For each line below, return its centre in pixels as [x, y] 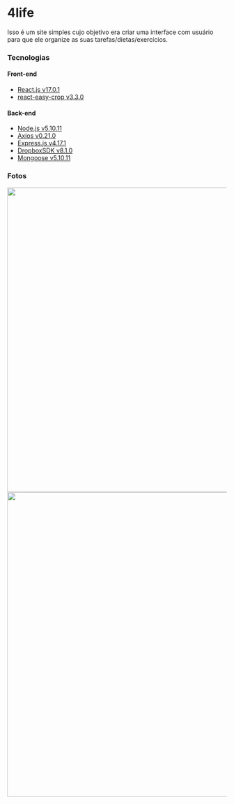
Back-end [22, 113]
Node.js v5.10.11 [40, 128]
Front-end [22, 74]
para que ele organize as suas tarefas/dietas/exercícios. [88, 39]
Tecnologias [29, 57]
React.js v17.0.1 [39, 90]
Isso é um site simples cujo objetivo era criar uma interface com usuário [110, 32]
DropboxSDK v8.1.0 [45, 150]
